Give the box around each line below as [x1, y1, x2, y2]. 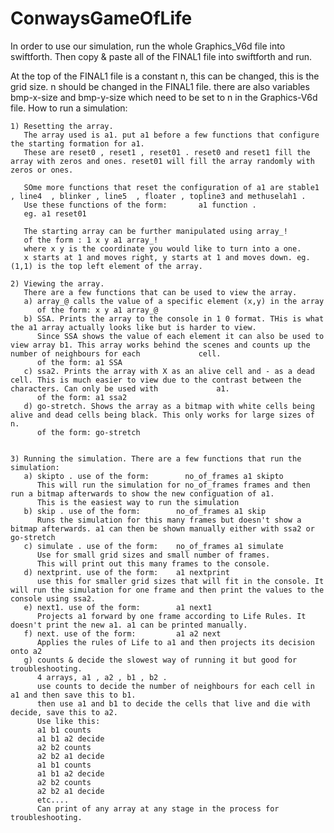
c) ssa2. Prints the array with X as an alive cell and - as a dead [23, 366, 315, 376]
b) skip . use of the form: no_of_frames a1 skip [23, 506, 267, 516]
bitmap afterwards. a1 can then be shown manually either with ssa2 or [10, 523, 315, 534]
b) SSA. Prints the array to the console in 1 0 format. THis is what [23, 313, 325, 324]
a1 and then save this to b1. [10, 690, 137, 700]
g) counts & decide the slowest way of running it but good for [23, 655, 298, 665]
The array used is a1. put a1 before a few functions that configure [23, 130, 320, 140]
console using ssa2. [10, 593, 97, 604]
